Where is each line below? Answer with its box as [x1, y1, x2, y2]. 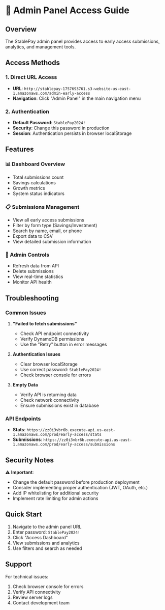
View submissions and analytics [12, 540, 80, 546]
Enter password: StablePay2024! [12, 529, 80, 535]
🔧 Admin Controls [5, 251, 50, 258]
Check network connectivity [20, 397, 80, 403]
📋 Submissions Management [5, 203, 80, 210]
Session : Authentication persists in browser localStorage [12, 130, 132, 136]
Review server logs [12, 594, 53, 600]
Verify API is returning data [20, 392, 77, 398]
